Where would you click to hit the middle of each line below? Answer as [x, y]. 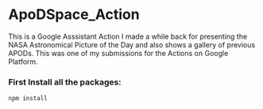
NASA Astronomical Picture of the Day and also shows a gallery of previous [132, 44]
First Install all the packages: [65, 82]
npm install [28, 99]
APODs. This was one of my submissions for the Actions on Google [118, 53]
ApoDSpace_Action [74, 15]
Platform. [23, 62]
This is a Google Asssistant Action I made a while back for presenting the [128, 36]
